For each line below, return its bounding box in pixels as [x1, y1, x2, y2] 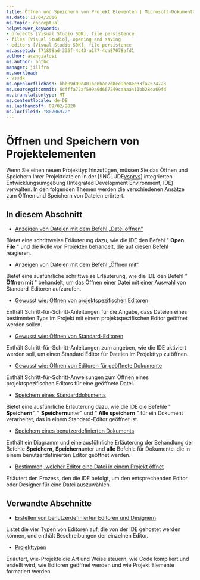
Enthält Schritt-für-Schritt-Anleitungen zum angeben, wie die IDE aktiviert [6, 344, 186, 351]
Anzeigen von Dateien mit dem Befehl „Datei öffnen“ [14, 225, 143, 233]
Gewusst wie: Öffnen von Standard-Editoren [14, 332, 124, 340]
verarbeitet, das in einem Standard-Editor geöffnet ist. [6, 416, 139, 423]
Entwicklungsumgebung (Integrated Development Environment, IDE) [6, 180, 174, 187]
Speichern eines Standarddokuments [14, 391, 106, 399]
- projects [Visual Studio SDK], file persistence [6, 31, 135, 37]
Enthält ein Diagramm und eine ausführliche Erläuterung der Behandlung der [6, 439, 193, 446]
